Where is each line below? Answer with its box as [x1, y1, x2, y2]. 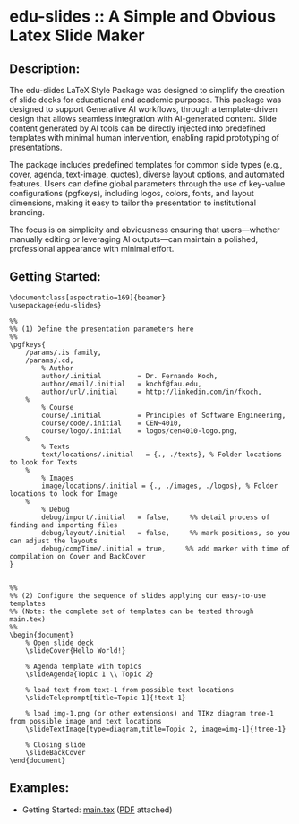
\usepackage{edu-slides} [9, 300, 102, 310]
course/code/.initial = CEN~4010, [41, 419, 182, 428]
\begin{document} [9, 630, 74, 639]
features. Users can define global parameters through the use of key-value [9, 178, 286, 189]
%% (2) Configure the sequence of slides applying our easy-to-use [9, 591, 267, 600]
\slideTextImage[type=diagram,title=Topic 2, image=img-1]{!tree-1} [25, 724, 286, 733]
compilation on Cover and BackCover [9, 551, 146, 561]
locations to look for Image [9, 489, 118, 499]
